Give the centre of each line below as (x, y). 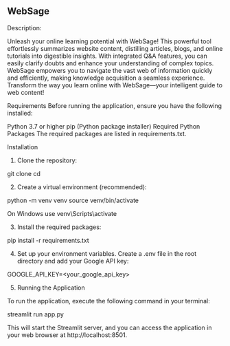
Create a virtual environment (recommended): (82, 187)
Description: (24, 28)
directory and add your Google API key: (73, 261)
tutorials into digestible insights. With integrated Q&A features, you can (107, 56)
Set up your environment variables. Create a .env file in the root (107, 253)
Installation (23, 147)
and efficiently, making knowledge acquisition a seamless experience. (106, 78)
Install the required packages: (59, 227)
